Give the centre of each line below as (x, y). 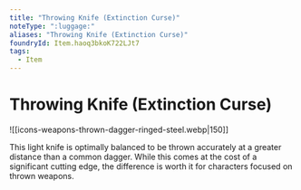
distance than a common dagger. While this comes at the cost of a (133, 157)
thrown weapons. (42, 176)
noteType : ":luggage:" (52, 26)
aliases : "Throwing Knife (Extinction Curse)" (99, 34)
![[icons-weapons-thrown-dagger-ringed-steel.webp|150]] (119, 129)
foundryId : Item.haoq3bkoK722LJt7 (75, 43)
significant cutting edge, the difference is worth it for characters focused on (151, 166)
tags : (19, 52)
